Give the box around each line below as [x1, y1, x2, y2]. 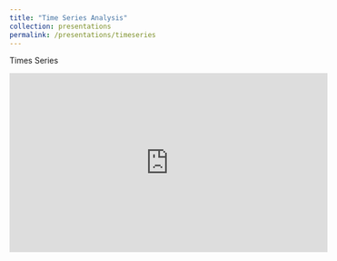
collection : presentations [9, 22, 112, 31]
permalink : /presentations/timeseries [9, 30, 156, 39]
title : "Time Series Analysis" [9, 13, 128, 23]
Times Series [9, 55, 59, 66]
